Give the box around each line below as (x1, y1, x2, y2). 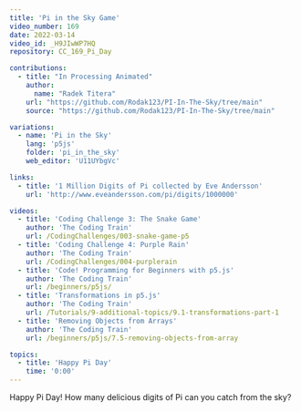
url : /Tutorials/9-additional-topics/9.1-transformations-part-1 (26, 308, 280, 317)
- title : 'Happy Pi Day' (17, 358, 112, 367)
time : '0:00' (26, 366, 76, 376)
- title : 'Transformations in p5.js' (17, 291, 161, 301)
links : (9, 172, 35, 182)
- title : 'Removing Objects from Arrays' (17, 316, 178, 325)
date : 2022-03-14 (9, 30, 76, 39)
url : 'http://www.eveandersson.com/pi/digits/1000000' (26, 190, 239, 199)
